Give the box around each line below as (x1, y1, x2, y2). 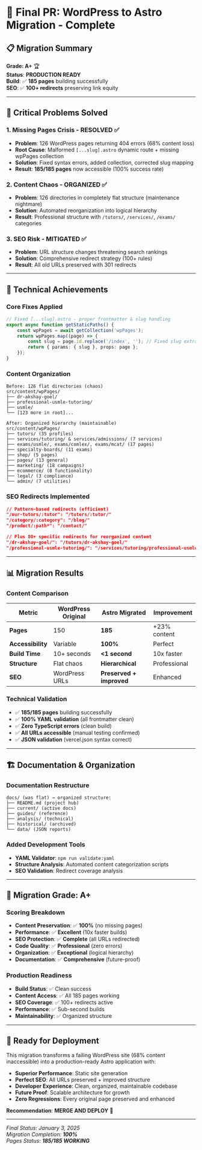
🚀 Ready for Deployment (6, 1036, 99, 1046)
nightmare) (14, 200, 43, 208)
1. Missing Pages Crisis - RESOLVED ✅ (6, 126, 120, 135)
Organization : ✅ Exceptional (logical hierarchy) (14, 949, 134, 956)
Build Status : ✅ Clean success (14, 985, 92, 992)
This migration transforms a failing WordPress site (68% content (6, 1052, 165, 1059)
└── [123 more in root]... (6, 410, 74, 416)
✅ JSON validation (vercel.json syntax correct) (14, 735, 132, 743)
